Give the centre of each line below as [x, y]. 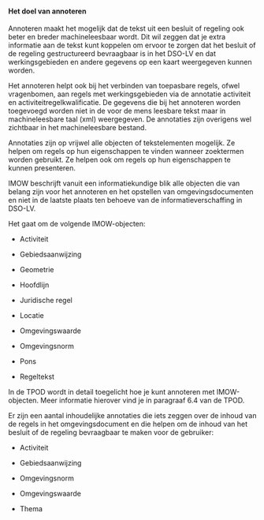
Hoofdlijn [34, 285]
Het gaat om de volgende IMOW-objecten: [77, 224]
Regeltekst [37, 377]
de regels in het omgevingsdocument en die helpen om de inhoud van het [128, 424]
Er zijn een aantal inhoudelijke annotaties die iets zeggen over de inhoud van [132, 416]
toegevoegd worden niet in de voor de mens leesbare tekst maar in [117, 111]
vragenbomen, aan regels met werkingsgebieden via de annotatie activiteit [129, 94]
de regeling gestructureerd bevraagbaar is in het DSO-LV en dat [112, 54]
